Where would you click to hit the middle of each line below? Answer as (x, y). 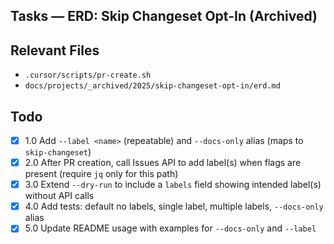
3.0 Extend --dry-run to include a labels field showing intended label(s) (173, 185)
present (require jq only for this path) (101, 174)
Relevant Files (55, 50)
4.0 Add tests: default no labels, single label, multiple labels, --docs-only (174, 206)
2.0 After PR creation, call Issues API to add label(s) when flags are (163, 163)
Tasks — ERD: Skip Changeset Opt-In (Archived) (164, 16)
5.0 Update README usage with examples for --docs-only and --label (170, 228)
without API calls (59, 196)
